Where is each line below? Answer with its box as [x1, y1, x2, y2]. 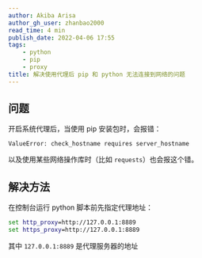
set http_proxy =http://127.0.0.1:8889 [8, 218, 136, 226]
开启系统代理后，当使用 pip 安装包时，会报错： [8, 124, 162, 134]
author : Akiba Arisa [8, 11, 77, 20]
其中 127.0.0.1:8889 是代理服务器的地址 [8, 241, 139, 250]
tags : [8, 41, 26, 49]
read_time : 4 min [8, 26, 66, 34]
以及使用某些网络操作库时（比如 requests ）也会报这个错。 [8, 155, 199, 165]
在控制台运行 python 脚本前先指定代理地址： [8, 203, 153, 212]
